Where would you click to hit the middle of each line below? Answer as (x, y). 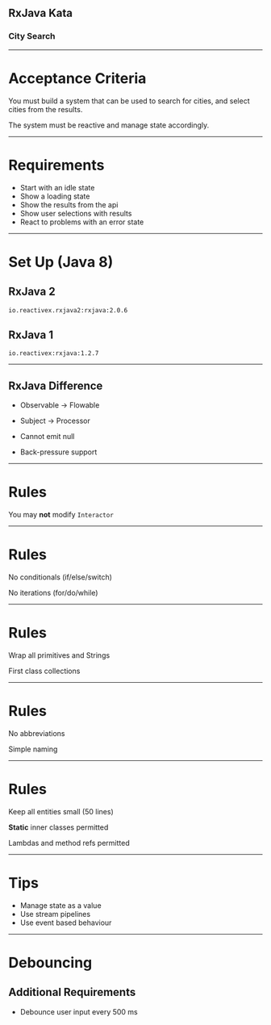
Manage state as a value (61, 905)
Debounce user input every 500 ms (79, 1011)
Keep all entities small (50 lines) (61, 811)
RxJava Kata (40, 13)
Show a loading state (55, 196)
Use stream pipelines (55, 914)
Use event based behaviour (66, 922)
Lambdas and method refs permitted (69, 843)
